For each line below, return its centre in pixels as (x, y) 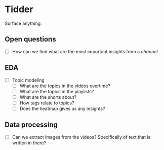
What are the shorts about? (48, 97)
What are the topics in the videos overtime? (65, 86)
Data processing (31, 125)
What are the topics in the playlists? (57, 91)
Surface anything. (23, 23)
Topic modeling (28, 80)
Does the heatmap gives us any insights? (62, 108)
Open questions (30, 39)
